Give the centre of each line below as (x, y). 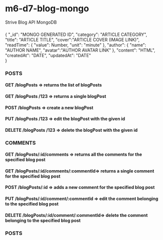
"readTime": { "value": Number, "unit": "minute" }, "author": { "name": (76, 45)
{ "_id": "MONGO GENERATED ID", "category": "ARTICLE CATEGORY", (76, 34)
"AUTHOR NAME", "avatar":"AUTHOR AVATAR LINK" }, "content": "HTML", (80, 50)
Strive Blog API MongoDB (31, 22)
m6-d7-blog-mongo (47, 9)
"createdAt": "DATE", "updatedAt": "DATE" (48, 55)
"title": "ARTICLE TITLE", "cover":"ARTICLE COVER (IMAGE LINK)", (72, 39)
